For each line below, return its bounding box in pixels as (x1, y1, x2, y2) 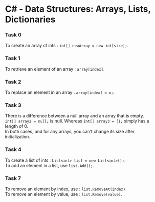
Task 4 (5, 146, 22, 153)
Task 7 (5, 174, 21, 181)
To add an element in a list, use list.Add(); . (5, 162, 94, 168)
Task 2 (5, 78, 22, 85)
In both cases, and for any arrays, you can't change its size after (5, 129, 135, 135)
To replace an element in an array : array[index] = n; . (5, 89, 115, 95)
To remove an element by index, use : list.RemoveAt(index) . (5, 186, 127, 192)
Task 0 (5, 31, 22, 38)
